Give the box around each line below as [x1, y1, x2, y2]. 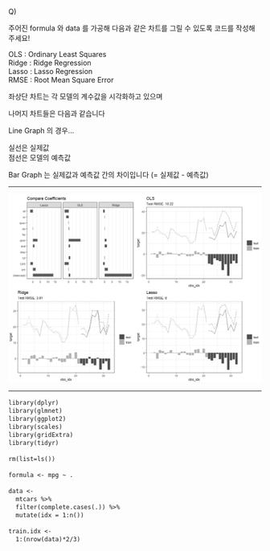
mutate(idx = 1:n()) [15, 511, 84, 519]
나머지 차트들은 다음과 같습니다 [8, 108, 106, 118]
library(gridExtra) [8, 431, 74, 439]
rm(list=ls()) [8, 455, 56, 463]
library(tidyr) [8, 439, 59, 447]
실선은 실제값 [8, 143, 50, 152]
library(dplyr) [8, 398, 59, 406]
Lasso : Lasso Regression [8, 67, 93, 76]
